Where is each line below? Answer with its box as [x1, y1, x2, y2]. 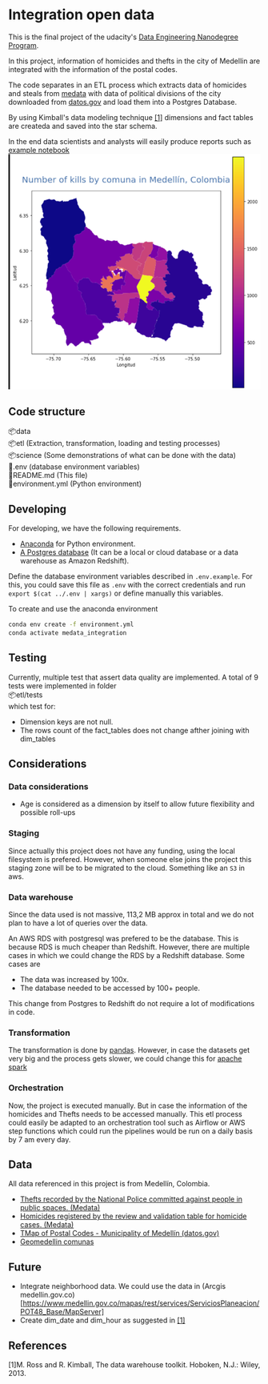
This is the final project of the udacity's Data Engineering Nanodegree [8, 32, 238, 42]
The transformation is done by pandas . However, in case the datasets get [8, 1045, 250, 1055]
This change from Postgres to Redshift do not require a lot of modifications [8, 998, 255, 1008]
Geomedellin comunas [19, 1237, 94, 1246]
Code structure [8, 404, 86, 418]
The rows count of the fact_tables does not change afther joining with [19, 725, 250, 735]
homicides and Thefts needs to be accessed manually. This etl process [8, 1109, 242, 1118]
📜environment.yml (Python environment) [8, 479, 142, 489]
